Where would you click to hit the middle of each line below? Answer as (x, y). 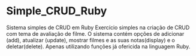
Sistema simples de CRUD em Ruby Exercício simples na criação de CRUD (98, 27)
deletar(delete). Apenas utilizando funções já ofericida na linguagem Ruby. (98, 46)
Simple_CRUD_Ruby (57, 11)
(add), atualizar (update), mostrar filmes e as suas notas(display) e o (91, 40)
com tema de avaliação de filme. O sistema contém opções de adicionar (95, 33)
